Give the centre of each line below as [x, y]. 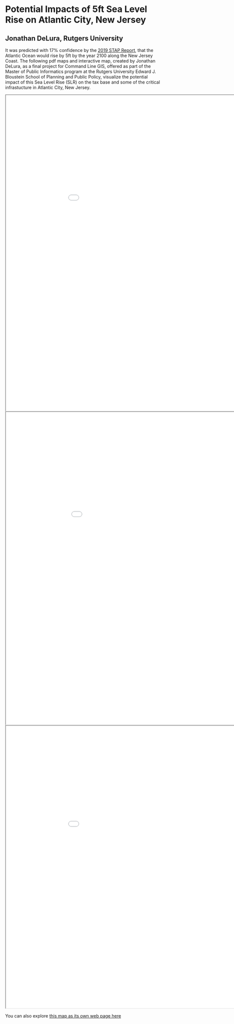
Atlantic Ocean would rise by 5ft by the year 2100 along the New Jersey [79, 55]
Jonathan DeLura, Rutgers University [64, 38]
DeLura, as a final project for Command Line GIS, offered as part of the [78, 66]
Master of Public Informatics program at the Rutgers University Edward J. [81, 71]
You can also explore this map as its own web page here [63, 1016]
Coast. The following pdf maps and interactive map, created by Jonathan [80, 61]
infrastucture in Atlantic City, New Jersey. [48, 87]
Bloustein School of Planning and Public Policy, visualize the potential [76, 77]
